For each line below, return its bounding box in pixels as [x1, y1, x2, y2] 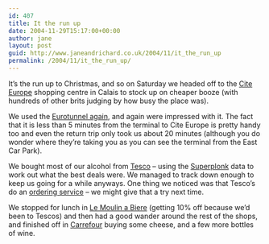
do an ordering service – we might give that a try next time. [8, 187, 204, 196]
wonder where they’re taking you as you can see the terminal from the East [8, 137, 258, 147]
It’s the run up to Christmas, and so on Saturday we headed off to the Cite [8, 78, 253, 89]
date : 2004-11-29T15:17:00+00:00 [8, 27, 121, 35]
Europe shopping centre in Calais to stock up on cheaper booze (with [8, 87, 238, 97]
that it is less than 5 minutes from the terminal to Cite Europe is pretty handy [8, 120, 261, 130]
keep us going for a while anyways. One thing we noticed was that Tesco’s [8, 178, 256, 188]
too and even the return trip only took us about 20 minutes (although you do [8, 128, 260, 138]
